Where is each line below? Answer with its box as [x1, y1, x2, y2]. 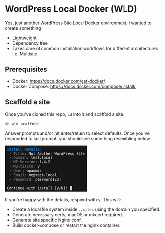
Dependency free [12, 40, 48, 46]
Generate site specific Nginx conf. [12, 217, 82, 223]
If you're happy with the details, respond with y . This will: [5, 197, 121, 203]
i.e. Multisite [12, 51, 38, 57]
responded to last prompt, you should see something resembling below [5, 136, 150, 142]
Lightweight [12, 35, 37, 41]
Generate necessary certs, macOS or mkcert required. [12, 212, 123, 218]
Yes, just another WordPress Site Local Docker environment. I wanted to [5, 20, 152, 26]
